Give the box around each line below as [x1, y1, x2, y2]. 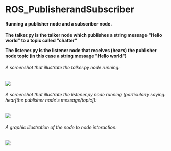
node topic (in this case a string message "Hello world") [5, 53, 127, 59]
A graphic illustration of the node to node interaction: [5, 124, 117, 131]
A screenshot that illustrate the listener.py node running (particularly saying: [5, 92, 166, 98]
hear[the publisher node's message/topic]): [5, 97, 97, 103]
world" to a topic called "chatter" [5, 37, 78, 44]
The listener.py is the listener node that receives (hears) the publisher [5, 47, 157, 54]
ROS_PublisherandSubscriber [5, 4, 134, 15]
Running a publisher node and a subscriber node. [5, 20, 112, 27]
